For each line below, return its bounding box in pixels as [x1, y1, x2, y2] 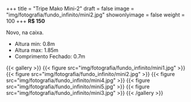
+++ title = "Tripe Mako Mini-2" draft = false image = [6, 5, 134, 12]
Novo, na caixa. [6, 29, 44, 36]
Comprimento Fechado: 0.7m [14, 53, 85, 60]
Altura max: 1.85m [14, 47, 59, 54]
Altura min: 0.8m [14, 41, 55, 47]
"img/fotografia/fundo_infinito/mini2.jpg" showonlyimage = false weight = [6, 11, 185, 18]
